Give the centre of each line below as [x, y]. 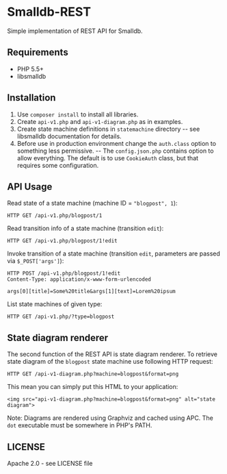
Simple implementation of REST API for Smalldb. [75, 31]
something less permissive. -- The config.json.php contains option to [115, 151]
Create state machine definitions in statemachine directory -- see [108, 129]
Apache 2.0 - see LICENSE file [50, 463]
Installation [31, 98]
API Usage [30, 187]
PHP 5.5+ [30, 68]
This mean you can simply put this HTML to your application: [93, 387]
